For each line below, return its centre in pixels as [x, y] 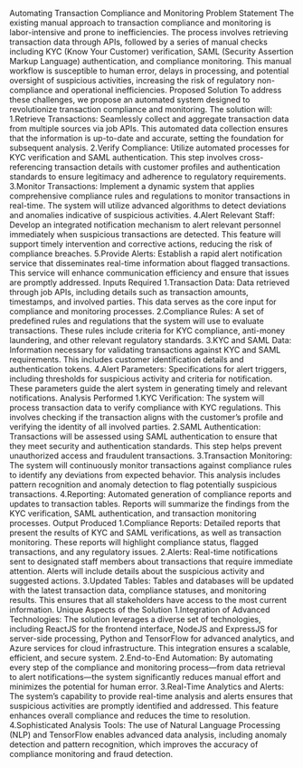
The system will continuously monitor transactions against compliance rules [151, 465]
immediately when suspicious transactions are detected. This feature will [145, 234]
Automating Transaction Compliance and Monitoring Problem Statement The [151, 13]
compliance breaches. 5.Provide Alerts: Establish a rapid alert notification [146, 254]
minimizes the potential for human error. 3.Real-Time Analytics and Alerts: [147, 686]
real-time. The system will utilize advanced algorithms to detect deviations [148, 206]
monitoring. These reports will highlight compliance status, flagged [134, 542]
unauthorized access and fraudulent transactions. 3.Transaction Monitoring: [151, 456]
